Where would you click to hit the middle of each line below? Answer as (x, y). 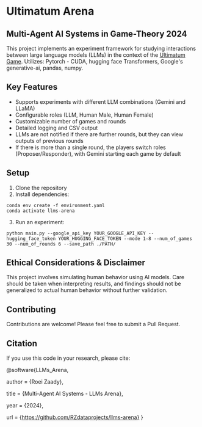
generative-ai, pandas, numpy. (45, 68)
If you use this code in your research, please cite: (68, 358)
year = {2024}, (25, 406)
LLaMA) (25, 108)
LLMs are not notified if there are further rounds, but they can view (99, 134)
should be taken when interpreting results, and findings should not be (94, 284)
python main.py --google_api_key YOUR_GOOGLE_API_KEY (76, 233)
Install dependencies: (42, 194)
